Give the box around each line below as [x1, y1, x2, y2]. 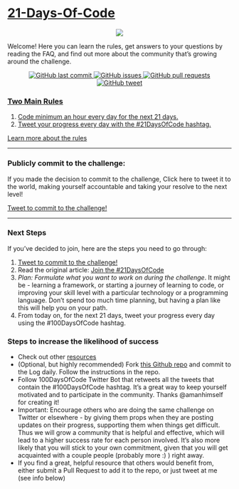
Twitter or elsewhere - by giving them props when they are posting [17, 413, 214, 422]
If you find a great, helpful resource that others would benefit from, [17, 458, 215, 468]
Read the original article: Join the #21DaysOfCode [17, 265, 165, 274]
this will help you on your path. [17, 303, 108, 312]
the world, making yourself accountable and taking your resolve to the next [7, 182, 228, 190]
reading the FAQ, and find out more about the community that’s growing [7, 49, 217, 58]
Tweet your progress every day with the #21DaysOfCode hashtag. [17, 120, 211, 129]
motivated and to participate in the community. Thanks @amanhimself [17, 391, 223, 399]
